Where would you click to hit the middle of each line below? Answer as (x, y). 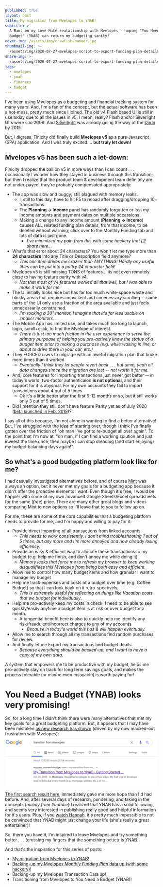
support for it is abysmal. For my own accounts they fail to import (77, 385)
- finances (20, 82)
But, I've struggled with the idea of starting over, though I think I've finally (78, 426)
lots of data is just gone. (43, 235)
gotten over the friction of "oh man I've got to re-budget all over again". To (79, 431)
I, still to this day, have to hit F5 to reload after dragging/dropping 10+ (88, 199)
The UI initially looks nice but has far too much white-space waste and (82, 292)
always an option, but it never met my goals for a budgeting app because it (80, 486)
